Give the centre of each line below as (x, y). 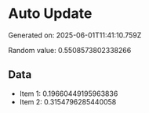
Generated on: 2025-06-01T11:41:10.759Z (75, 35)
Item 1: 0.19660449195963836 (69, 94)
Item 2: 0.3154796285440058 (68, 101)
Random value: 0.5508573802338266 (70, 50)
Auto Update (50, 14)
